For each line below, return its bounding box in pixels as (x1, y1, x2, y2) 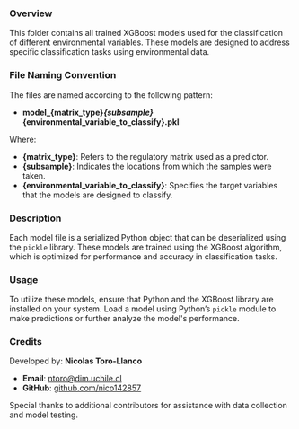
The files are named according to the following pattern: (9, 89, 213, 101)
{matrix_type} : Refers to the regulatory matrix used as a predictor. (22, 151, 269, 162)
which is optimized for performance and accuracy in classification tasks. (9, 250, 278, 262)
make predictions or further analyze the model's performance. (9, 313, 240, 324)
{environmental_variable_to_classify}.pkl (22, 116, 180, 127)
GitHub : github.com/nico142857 (22, 382, 142, 393)
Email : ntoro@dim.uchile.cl (22, 373, 123, 384)
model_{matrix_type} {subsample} (22, 107, 154, 118)
